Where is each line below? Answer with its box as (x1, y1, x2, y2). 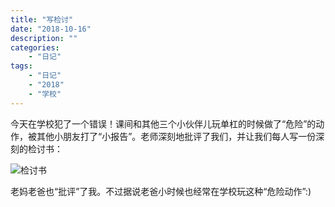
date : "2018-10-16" (10, 24, 92, 34)
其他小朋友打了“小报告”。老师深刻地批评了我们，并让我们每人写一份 (36, 130, 317, 142)
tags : (10, 61, 33, 71)
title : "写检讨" (10, 14, 74, 25)
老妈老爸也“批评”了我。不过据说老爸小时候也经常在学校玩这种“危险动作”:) (10, 185, 312, 197)
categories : (10, 42, 60, 53)
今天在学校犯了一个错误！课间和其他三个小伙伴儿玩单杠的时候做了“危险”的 (10, 117, 317, 130)
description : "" (10, 33, 78, 43)
